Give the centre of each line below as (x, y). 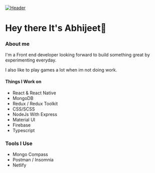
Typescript (24, 130)
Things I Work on (23, 82)
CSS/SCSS (24, 109)
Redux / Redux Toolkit (35, 103)
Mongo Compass (30, 154)
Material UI (24, 120)
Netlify (19, 165)
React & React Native (34, 93)
